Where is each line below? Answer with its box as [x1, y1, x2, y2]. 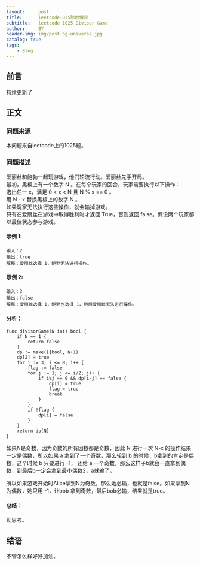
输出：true [6, 254, 31, 260]
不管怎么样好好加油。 [6, 552, 59, 560]
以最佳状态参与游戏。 [6, 218, 59, 225]
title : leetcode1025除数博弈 [6, 14, 88, 20]
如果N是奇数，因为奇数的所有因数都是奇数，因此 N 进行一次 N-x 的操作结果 [6, 445, 192, 452]
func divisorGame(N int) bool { [6, 328, 87, 334]
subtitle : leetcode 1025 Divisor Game [6, 20, 109, 26]
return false [27, 339, 60, 345]
